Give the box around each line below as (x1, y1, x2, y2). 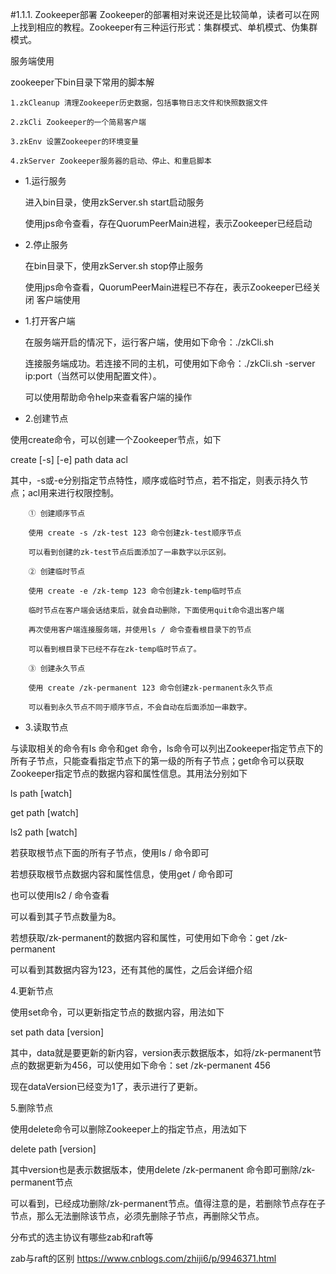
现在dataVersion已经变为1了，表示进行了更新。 (10, 1081, 203, 1092)
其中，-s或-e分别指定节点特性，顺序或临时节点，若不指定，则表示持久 (10, 474, 300, 486)
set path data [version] (10, 1026, 105, 1038)
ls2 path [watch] (10, 826, 78, 838)
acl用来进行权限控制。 (27, 487, 120, 498)
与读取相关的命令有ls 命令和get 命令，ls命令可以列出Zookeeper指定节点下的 (10, 743, 324, 754)
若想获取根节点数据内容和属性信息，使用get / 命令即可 (10, 868, 234, 880)
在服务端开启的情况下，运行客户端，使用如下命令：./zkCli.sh (24, 336, 274, 348)
